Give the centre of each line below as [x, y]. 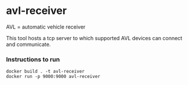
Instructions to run [33, 59]
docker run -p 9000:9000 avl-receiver [53, 77]
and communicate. [29, 44]
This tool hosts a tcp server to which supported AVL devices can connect [94, 38]
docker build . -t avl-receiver [45, 72]
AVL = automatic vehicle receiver [46, 27]
